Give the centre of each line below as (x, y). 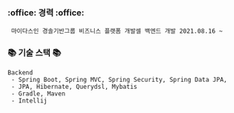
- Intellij (29, 101)
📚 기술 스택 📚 (35, 53)
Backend (21, 73)
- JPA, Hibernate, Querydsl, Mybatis (74, 87)
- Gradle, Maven (38, 94)
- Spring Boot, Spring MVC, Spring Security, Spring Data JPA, (119, 79)
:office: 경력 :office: (46, 12)
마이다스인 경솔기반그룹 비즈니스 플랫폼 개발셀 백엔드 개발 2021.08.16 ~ (117, 31)
